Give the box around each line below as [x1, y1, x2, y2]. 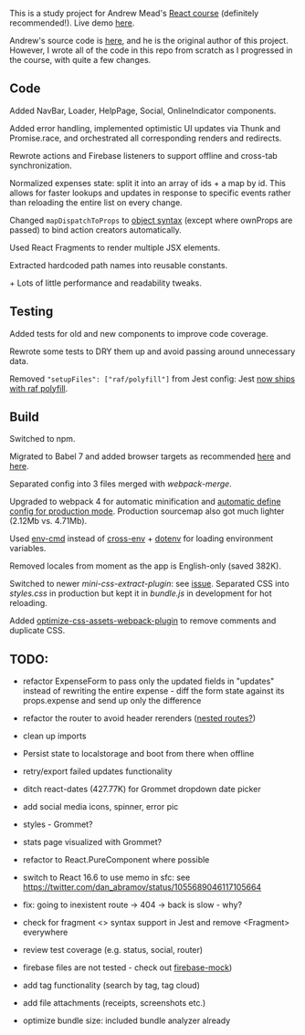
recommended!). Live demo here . [9, 17, 135, 28]
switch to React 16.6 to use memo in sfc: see [22, 872, 191, 883]
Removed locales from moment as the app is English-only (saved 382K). [9, 560, 281, 571]
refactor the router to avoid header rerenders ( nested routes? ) [22, 713, 257, 724]
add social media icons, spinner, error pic [22, 801, 179, 812]
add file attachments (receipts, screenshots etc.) [22, 998, 206, 1009]
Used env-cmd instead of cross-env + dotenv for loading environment [9, 533, 274, 544]
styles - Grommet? [22, 819, 93, 830]
